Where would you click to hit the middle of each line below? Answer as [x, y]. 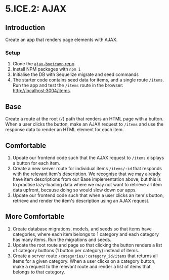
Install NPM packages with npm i [47, 69]
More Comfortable [35, 216]
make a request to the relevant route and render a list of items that [81, 266]
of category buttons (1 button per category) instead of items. [76, 250]
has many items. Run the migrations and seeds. [62, 239]
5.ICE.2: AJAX [36, 9]
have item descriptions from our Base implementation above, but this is [87, 179]
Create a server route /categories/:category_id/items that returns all [85, 256]
